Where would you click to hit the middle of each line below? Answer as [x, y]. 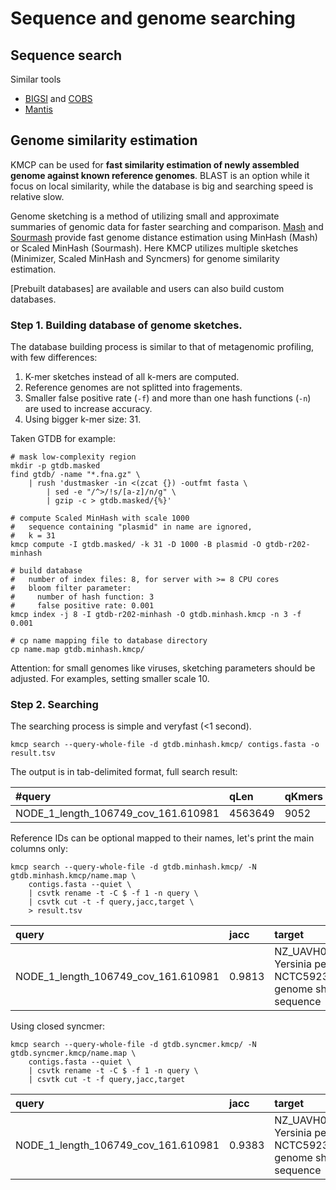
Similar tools [36, 79]
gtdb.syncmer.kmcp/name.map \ [73, 1053]
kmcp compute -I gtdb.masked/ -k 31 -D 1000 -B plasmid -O [136, 545]
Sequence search [66, 55]
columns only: [39, 849]
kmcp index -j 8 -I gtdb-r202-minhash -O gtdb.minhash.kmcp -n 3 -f [156, 615]
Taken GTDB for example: [63, 439]
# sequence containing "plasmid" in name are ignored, [131, 527]
